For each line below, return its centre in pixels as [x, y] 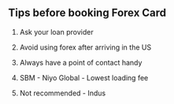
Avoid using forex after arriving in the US [85, 47]
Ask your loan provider [56, 32]
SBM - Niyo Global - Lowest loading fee [84, 77]
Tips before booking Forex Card [87, 13]
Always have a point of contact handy [81, 62]
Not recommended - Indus [63, 93]
